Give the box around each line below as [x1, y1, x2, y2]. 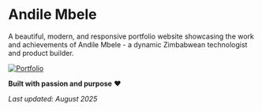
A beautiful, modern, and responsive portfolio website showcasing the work [8, 31, 255, 41]
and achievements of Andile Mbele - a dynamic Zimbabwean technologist [8, 39, 248, 49]
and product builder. [8, 48, 74, 57]
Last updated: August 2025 [8, 94, 98, 103]
